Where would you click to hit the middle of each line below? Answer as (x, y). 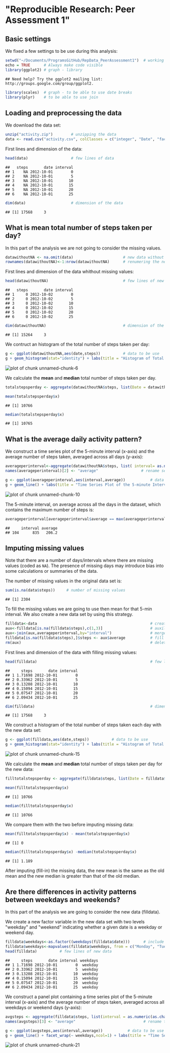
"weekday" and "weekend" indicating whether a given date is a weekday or (84, 927)
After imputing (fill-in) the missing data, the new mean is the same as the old (85, 871)
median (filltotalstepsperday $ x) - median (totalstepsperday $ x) (71, 852)
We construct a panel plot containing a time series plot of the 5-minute (79, 997)
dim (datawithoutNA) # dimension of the (85, 326)
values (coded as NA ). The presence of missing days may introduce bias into (84, 566)
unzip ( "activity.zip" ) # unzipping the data (61, 135)
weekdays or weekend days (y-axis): (44, 1007)
